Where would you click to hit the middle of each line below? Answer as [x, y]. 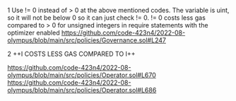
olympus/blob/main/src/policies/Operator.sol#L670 [82, 75]
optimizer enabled [34, 32]
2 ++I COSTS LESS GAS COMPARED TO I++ [71, 54]
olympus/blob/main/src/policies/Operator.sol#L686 [82, 90]
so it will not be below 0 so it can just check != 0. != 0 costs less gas [107, 18]
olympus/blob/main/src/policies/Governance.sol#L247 [87, 40]
